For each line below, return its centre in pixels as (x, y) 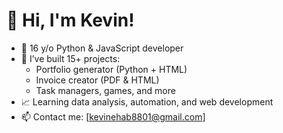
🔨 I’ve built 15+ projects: (70, 58)
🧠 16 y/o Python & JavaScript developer (102, 48)
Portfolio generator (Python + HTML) (111, 69)
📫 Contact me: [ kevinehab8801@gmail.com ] (113, 116)
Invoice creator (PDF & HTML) (97, 80)
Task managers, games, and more (105, 90)
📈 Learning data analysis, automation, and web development (147, 101)
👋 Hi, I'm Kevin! (70, 20)
